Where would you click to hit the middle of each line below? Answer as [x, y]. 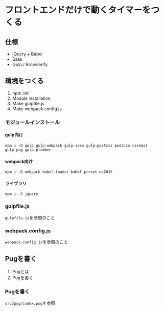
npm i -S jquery [22, 194]
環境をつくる [24, 81]
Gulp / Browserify [30, 64]
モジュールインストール [33, 122]
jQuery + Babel [27, 54]
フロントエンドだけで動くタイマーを [78, 10]
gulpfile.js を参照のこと [30, 217]
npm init [20, 93]
